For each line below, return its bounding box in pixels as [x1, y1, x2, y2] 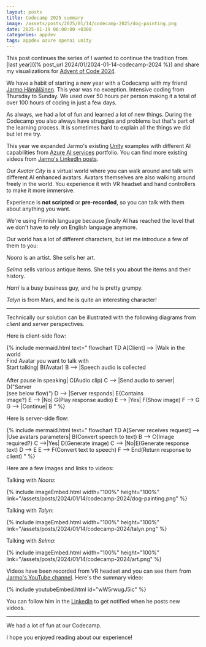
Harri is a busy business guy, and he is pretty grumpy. [6, 284, 143, 292]
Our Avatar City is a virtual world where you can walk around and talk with [6, 167, 194, 174]
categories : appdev [6, 32, 56, 38]
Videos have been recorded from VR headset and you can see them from [6, 567, 191, 575]
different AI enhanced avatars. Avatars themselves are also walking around [6, 174, 196, 181]
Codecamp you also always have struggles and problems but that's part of [6, 117, 195, 125]
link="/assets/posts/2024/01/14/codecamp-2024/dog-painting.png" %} [6, 495, 188, 502]
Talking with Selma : [6, 537, 56, 544]
